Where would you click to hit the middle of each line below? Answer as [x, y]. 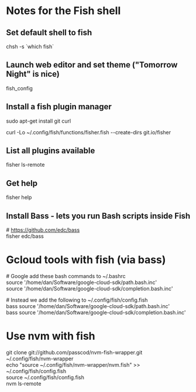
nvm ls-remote [24, 383]
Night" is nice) [33, 74]
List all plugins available [51, 151]
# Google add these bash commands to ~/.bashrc [66, 276]
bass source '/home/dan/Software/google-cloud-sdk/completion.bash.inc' [96, 312]
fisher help [19, 197]
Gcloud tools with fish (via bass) [86, 260]
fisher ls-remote [25, 165]
